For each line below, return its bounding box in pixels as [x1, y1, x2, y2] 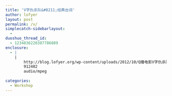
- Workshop [10, 83, 33, 88]
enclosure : [5, 45, 29, 50]
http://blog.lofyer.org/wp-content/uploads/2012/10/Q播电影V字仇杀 [24, 59, 166, 65]
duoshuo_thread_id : [5, 36, 47, 41]
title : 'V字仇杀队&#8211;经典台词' [5, 7, 75, 13]
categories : [5, 78, 31, 83]
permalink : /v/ [5, 21, 38, 27]
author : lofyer [5, 12, 38, 17]
